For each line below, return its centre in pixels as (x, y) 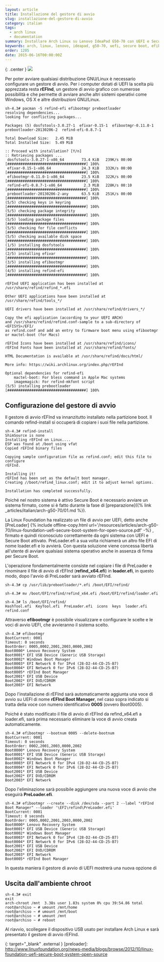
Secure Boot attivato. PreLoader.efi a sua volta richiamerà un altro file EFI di (81, 541)
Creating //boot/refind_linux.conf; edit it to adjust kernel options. (79, 483)
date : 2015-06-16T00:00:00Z (34, 55)
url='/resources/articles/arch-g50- (123, 525)
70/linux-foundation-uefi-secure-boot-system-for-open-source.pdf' (74, 531)
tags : (10, 28)
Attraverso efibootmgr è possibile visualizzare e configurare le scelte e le (79, 620)
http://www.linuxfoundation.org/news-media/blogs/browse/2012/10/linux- (79, 949)
